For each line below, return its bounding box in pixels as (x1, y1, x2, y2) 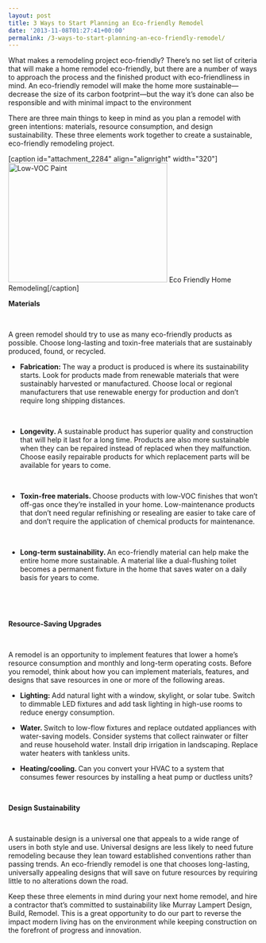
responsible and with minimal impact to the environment (8, 98, 192, 107)
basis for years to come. (19, 573, 99, 583)
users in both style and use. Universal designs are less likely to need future (8, 843, 254, 852)
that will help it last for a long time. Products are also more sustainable (19, 435, 250, 445)
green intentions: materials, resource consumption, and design (8, 122, 214, 131)
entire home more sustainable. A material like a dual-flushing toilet (19, 556, 237, 566)
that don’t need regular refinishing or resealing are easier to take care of (19, 509, 256, 518)
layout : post (8, 11, 52, 20)
